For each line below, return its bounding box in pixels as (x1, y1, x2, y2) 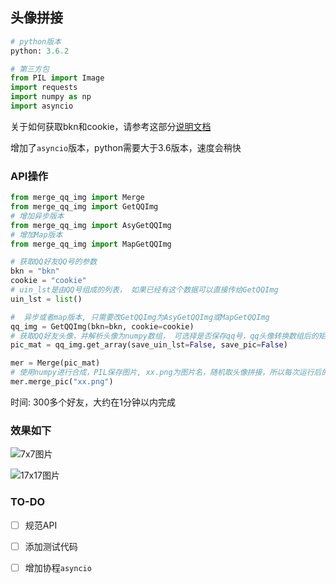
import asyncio (10, 101, 74, 112)
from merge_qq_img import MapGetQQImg (10, 239, 172, 249)
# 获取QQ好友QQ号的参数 (10, 257, 98, 267)
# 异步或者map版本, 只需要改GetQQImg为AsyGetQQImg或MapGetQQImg (10, 312, 270, 322)
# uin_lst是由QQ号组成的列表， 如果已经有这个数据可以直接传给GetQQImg (10, 285, 279, 295)
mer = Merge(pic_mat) (10, 358, 101, 368)
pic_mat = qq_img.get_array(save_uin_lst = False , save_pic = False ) (10, 340, 288, 350)
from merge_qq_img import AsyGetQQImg (10, 220, 172, 230)
